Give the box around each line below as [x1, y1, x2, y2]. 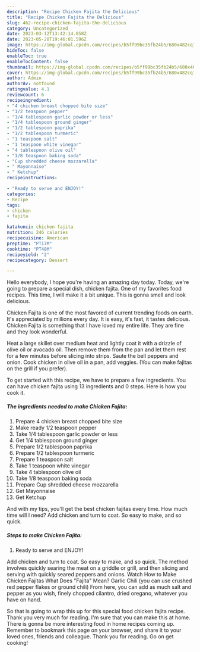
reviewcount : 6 [7, 92, 45, 98]
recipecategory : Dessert [7, 257, 68, 263]
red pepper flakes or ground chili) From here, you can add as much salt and [7, 584, 192, 591]
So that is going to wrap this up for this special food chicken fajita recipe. [7, 608, 186, 615]
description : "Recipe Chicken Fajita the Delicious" [7, 8, 140, 15]
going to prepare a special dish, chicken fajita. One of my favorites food [7, 285, 182, 292]
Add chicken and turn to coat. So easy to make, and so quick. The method [7, 558, 189, 566]
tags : [7, 202, 20, 208]
